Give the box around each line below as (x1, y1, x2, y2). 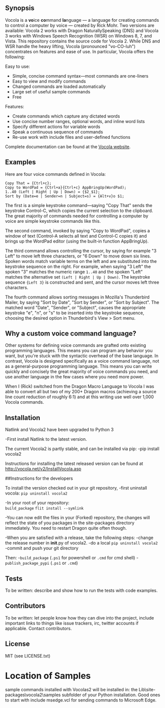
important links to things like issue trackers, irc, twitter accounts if (5, 620, 139, 626)
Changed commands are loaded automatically (12, 83, 106, 89)
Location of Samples (5, 670, 91, 681)
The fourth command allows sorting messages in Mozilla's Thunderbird (5, 294, 150, 300)
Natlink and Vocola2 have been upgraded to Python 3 (5, 427, 114, 433)
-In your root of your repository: (5, 500, 70, 506)
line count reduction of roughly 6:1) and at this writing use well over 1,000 (5, 394, 154, 400)
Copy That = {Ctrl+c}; (5, 180, 52, 186)
